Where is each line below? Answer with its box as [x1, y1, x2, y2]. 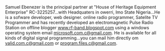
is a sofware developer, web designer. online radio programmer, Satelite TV [5, 15, 158, 20]
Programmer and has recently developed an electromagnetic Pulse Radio [5, 19, 154, 25]
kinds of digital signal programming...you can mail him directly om [5, 35, 139, 41]
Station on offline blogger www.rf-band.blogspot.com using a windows [5, 25, 149, 31]
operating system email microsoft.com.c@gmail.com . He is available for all [5, 30, 157, 35]
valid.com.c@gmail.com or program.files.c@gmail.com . [5, 40, 118, 46]
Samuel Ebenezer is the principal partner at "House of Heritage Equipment [5, 4, 157, 10]
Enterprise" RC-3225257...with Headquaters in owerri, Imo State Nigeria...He [5, 9, 161, 15]
